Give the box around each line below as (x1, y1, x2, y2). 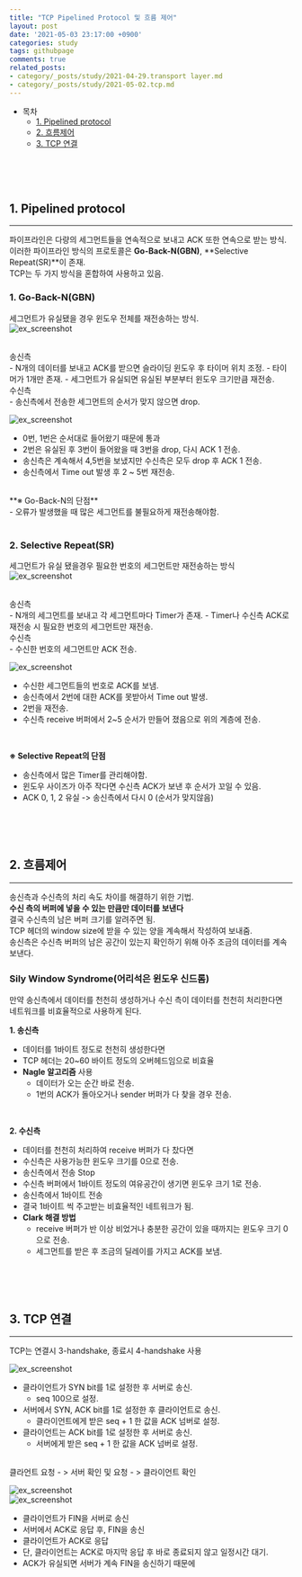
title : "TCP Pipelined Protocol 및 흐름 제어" (9, 13, 178, 22)
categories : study (9, 38, 78, 48)
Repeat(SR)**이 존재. (9, 257, 86, 268)
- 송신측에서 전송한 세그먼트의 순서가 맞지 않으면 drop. (9, 396, 200, 407)
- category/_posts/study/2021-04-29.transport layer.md (9, 72, 223, 81)
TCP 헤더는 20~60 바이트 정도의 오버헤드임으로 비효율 (22, 1055, 215, 1066)
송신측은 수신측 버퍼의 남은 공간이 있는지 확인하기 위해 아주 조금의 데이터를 (9, 936, 271, 947)
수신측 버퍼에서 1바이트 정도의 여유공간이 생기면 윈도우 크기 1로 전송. (22, 1178, 262, 1189)
